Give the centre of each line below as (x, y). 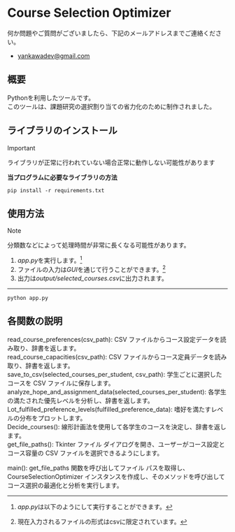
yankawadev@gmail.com (54, 56)
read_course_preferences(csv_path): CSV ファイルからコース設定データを (114, 339)
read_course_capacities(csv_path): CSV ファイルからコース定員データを (111, 357)
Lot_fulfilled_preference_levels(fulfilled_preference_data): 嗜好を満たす (109, 409)
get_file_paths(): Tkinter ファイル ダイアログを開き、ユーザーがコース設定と (116, 444)
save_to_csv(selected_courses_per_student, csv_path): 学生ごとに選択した (115, 374)
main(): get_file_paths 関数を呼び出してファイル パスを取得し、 (98, 468)
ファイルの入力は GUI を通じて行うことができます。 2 (92, 269)
